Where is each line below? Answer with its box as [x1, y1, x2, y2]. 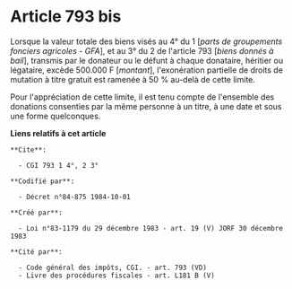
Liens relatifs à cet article [10, 127, 107, 138]
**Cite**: [10, 145, 47, 154]
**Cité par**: [10, 247, 64, 257]
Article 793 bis [10, 6, 122, 27]
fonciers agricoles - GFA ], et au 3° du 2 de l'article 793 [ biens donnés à [10, 45, 274, 56]
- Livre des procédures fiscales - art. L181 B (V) [18, 271, 216, 280]
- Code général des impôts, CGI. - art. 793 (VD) [18, 263, 207, 272]
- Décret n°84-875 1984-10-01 [18, 192, 131, 201]
